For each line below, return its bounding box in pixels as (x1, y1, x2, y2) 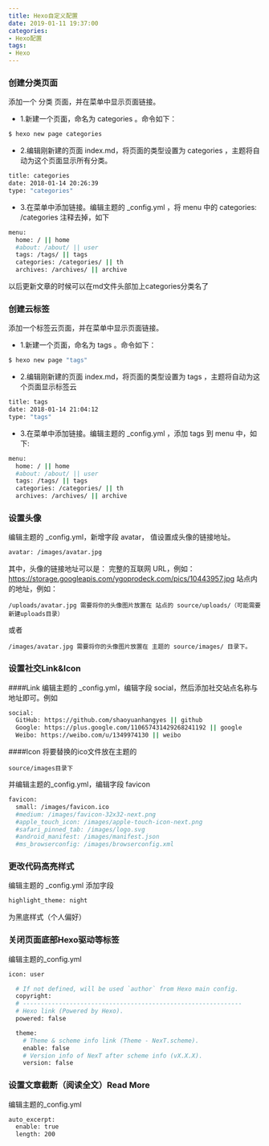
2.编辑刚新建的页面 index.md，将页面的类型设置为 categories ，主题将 (19, 146, 253, 155)
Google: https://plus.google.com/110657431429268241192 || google (15, 724, 243, 732)
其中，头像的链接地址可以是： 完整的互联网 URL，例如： (8, 564, 195, 573)
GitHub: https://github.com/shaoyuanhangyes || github (15, 717, 203, 725)
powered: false (15, 1015, 67, 1023)
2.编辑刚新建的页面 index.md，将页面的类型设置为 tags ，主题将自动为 (19, 372, 254, 382)
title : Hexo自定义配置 (8, 11, 79, 20)
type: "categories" (8, 187, 74, 195)
